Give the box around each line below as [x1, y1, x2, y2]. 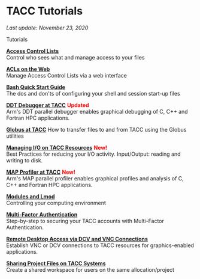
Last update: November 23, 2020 [6, 24, 89, 31]
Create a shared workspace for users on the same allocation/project [6, 266, 175, 273]
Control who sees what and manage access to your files [6, 54, 145, 61]
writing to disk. [6, 156, 43, 164]
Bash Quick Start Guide [6, 83, 66, 91]
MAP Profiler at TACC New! [6, 168, 76, 176]
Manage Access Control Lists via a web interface [6, 72, 128, 79]
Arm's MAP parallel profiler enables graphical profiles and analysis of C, [6, 174, 184, 182]
